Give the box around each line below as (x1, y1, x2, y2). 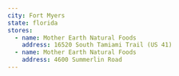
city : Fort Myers (7, 11, 66, 20)
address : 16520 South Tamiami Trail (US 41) (22, 41, 173, 49)
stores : (7, 26, 34, 34)
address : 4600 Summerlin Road (22, 56, 123, 64)
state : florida (7, 19, 58, 27)
